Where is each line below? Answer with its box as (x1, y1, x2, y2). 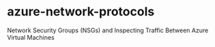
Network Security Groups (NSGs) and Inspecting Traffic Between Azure (7, 26, 209, 34)
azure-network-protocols (7, 4, 155, 19)
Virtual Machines (7, 33, 55, 41)
